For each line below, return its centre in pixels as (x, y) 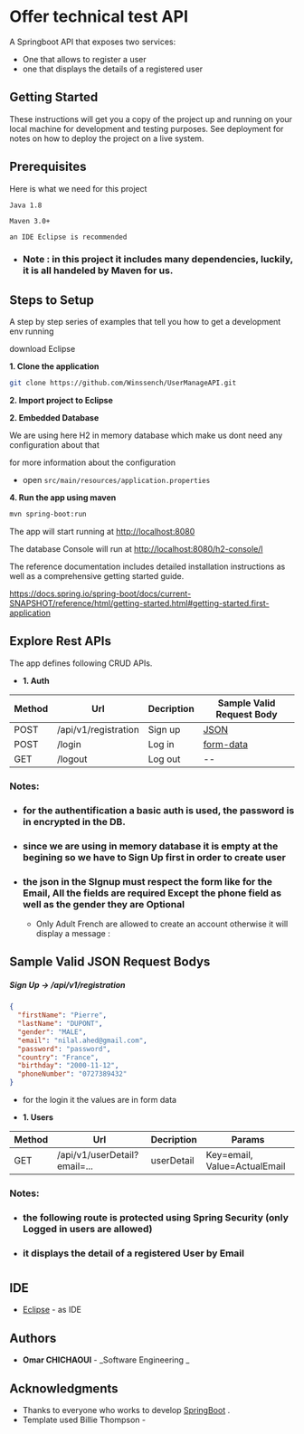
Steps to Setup (52, 300)
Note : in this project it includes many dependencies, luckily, (158, 260)
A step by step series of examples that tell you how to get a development (145, 322)
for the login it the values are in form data (100, 1100)
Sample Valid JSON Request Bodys (110, 962)
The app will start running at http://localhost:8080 (102, 532)
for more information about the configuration (93, 462)
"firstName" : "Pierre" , (62, 1015)
